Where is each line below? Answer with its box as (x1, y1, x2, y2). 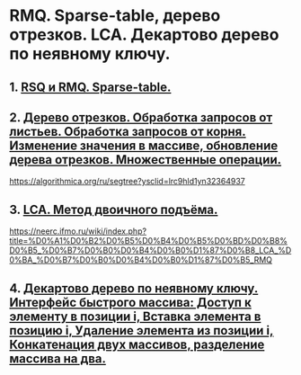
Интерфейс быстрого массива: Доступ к (9, 294, 252, 310)
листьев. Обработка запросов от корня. (9, 123, 246, 139)
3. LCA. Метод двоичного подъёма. (9, 201, 218, 217)
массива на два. (9, 351, 106, 366)
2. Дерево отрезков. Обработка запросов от (9, 110, 273, 125)
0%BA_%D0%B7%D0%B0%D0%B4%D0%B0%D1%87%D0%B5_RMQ (9, 254, 272, 265)
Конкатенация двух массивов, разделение (9, 336, 265, 352)
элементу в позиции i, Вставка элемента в (9, 308, 261, 324)
